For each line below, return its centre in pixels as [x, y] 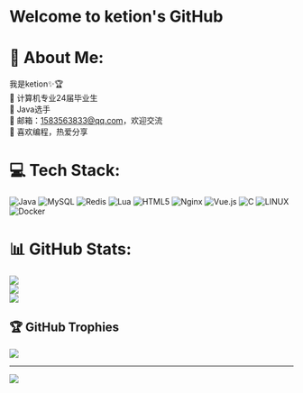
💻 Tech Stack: [65, 171]
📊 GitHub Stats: [71, 249]
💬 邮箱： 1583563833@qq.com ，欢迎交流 [86, 121]
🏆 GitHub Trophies [64, 328]
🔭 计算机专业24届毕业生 [54, 98]
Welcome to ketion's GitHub [116, 17]
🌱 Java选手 [30, 109]
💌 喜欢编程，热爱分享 [49, 132]
